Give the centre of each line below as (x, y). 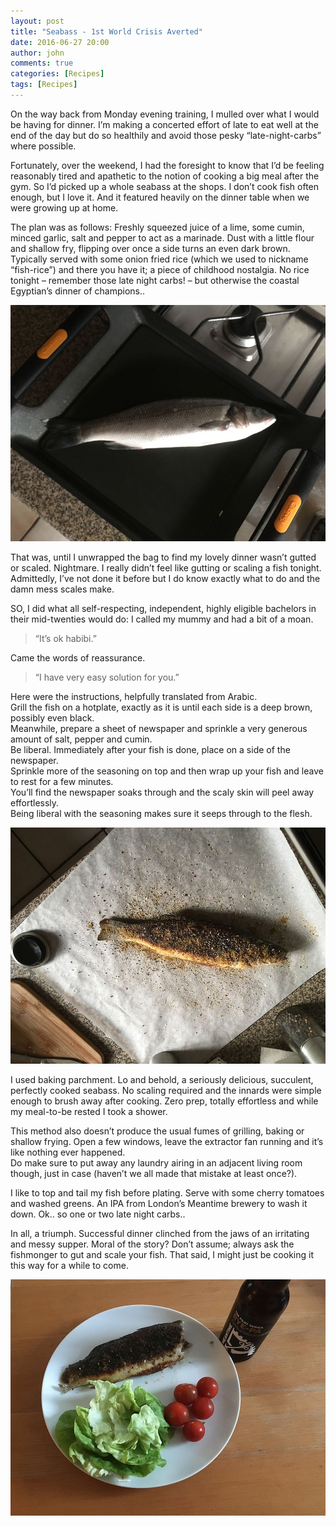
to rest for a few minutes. (62, 781)
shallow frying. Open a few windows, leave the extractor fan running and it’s (167, 1141)
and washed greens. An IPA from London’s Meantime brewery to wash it (159, 1203)
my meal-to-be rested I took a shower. (89, 1111)
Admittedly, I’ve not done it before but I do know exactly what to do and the (165, 578)
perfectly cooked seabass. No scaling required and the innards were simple (166, 1090)
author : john (37, 53)
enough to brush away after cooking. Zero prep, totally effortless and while (164, 1101)
